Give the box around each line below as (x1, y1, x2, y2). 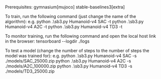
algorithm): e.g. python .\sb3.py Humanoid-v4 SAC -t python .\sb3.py (5, 19, 144, 24)
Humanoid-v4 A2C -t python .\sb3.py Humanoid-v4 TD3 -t (5, 24, 123, 30)
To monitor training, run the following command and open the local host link (5, 33, 156, 39)
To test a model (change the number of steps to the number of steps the (5, 48, 149, 53)
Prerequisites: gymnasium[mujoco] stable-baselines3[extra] (5, 4, 125, 10)
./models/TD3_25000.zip (5, 68, 55, 74)
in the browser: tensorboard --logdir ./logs (5, 38, 90, 44)
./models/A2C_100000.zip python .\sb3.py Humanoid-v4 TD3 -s (5, 63, 132, 69)
